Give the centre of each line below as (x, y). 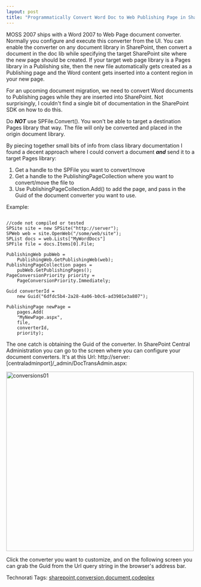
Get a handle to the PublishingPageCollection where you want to (94, 176)
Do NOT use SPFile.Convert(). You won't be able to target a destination (94, 121)
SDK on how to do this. (34, 110)
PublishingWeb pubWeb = (36, 254)
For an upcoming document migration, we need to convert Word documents (100, 90)
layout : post (22, 12)
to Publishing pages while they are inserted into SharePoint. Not (85, 97)
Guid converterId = (31, 291)
